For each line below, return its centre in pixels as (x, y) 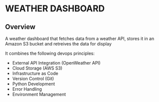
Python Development (33, 84)
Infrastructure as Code (35, 73)
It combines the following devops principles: (50, 53)
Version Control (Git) (33, 79)
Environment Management (39, 94)
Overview (20, 27)
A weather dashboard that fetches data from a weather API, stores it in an (79, 38)
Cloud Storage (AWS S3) (37, 68)
